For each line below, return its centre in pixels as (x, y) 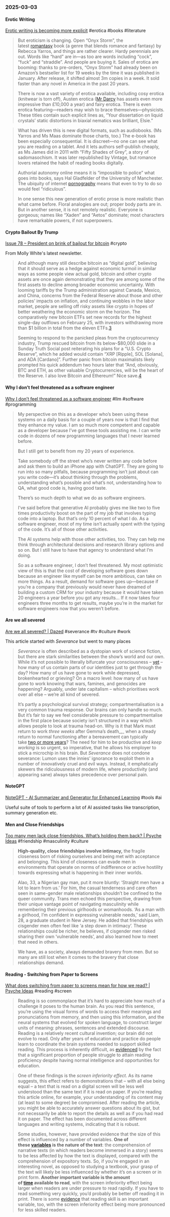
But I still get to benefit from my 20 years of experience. (76, 451)
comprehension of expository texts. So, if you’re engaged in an (83, 1161)
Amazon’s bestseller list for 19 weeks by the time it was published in (89, 73)
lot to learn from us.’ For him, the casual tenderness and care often (87, 888)
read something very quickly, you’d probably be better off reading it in (91, 1194)
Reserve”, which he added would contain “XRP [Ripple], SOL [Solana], (91, 354)
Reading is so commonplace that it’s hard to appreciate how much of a (91, 1001)
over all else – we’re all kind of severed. (59, 694)
